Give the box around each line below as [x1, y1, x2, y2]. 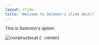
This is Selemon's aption [5, 25, 55, 31]
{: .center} [39, 35, 59, 41]
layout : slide [5, 7, 34, 12]
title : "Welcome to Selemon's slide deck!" [5, 12, 95, 17]
